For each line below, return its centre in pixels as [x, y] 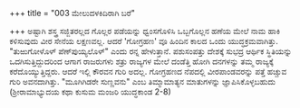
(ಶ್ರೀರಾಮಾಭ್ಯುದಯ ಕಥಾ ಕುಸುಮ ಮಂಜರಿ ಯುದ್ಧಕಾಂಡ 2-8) [90, 92]
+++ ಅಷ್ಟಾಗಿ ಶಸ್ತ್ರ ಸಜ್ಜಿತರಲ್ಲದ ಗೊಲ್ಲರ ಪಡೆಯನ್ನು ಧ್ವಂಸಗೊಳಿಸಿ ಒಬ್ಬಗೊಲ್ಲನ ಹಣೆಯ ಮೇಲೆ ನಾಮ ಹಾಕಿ [145, 31]
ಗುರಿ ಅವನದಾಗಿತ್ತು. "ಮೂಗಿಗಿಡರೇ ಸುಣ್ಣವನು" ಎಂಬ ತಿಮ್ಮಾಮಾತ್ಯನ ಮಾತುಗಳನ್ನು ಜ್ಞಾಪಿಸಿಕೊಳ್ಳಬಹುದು [143, 81]
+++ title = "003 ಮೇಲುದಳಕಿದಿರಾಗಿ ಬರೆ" [73, 13]
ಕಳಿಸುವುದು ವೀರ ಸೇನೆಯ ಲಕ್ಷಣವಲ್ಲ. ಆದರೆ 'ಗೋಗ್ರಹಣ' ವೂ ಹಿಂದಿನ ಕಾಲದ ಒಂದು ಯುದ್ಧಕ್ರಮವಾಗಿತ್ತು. [144, 41]
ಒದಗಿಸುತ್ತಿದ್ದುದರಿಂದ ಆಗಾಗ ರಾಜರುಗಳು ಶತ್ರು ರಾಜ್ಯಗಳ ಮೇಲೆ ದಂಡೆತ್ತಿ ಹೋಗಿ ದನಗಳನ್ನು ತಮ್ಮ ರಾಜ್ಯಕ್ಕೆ [141, 61]
